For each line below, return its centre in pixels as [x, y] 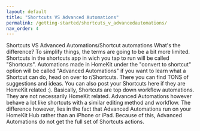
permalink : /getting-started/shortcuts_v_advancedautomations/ [87, 23]
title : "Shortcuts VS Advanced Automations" [63, 17]
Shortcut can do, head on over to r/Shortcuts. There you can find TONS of [98, 77]
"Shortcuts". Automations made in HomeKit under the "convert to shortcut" [99, 65]
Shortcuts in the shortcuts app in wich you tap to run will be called [88, 58]
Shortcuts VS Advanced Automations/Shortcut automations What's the [93, 45]
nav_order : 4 [22, 28]
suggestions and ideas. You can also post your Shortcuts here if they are [96, 84]
